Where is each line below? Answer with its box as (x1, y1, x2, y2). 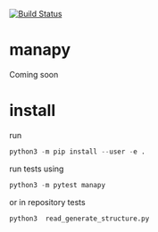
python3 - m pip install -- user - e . (9, 147, 146, 156)
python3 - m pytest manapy (9, 180, 105, 189)
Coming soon (9, 69, 59, 79)
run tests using (9, 163, 64, 174)
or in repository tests (9, 196, 87, 207)
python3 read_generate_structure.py (9, 214, 150, 223)
